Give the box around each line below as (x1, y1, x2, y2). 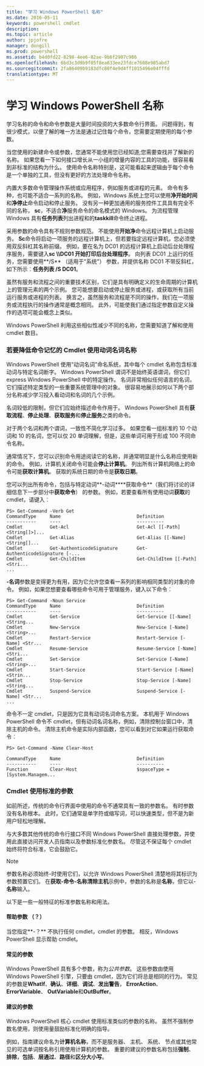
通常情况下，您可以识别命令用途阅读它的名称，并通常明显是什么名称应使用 (6, 453, 192, 460)
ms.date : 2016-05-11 (6, 15, 59, 21)
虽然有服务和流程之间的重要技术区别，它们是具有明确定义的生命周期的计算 (6, 278, 192, 286)
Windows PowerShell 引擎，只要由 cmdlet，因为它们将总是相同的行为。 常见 (6, 973, 198, 980)
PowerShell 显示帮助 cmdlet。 (6, 935, 81, 943)
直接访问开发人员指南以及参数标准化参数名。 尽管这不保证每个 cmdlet (16, 837, 191, 845)
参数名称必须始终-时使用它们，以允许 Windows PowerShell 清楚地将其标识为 (6, 870, 198, 877)
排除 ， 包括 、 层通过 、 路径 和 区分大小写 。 (6, 1053, 107, 1061)
